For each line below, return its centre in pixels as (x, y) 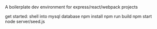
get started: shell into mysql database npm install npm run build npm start (78, 16)
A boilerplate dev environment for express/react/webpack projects (71, 7)
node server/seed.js (25, 22)
